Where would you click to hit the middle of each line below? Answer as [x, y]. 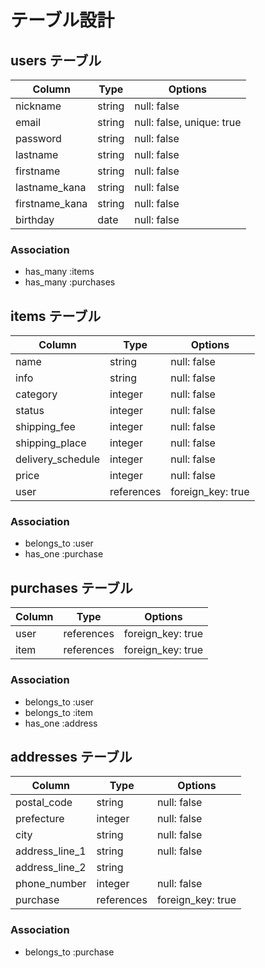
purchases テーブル [71, 587]
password [38, 138]
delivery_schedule [58, 459]
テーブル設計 [62, 20]
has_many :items [59, 272]
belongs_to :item [59, 712]
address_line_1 [51, 851]
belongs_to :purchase [69, 952]
